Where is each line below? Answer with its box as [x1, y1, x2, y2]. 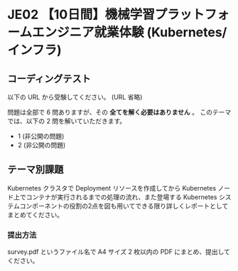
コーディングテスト [7, 73, 91, 85]
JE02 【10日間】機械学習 [7, 6, 155, 23]
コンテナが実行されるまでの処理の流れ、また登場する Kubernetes [26, 193, 217, 201]
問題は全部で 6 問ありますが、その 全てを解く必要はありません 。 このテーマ [7, 108, 232, 116]
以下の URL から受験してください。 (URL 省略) [7, 93, 143, 101]
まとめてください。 [7, 211, 64, 219]
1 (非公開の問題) [17, 132, 65, 140]
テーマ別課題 [7, 164, 64, 176]
